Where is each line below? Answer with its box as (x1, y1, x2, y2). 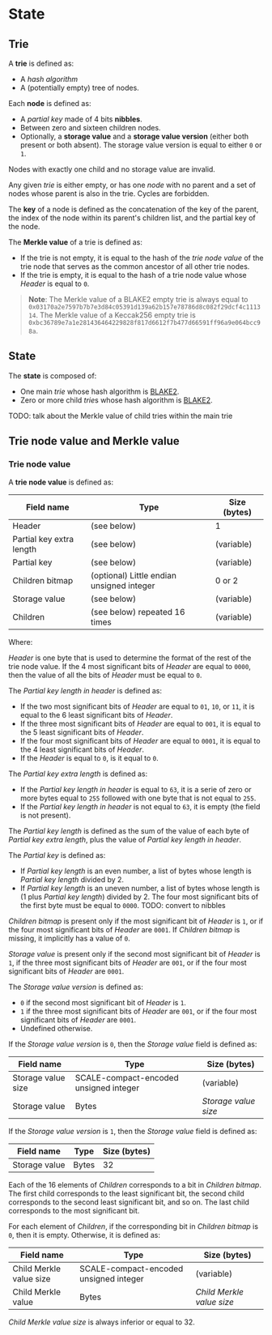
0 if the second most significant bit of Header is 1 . (19, 997, 186, 1007)
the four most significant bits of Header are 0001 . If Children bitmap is (8, 924, 240, 934)
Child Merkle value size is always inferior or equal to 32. (8, 1317, 196, 1327)
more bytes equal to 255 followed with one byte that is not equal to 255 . (19, 793, 257, 803)
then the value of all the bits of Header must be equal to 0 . (8, 670, 202, 680)
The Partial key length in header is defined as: (8, 685, 163, 695)
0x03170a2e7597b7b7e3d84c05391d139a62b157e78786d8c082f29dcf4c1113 (28, 303, 261, 311)
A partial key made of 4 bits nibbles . (19, 114, 143, 124)
